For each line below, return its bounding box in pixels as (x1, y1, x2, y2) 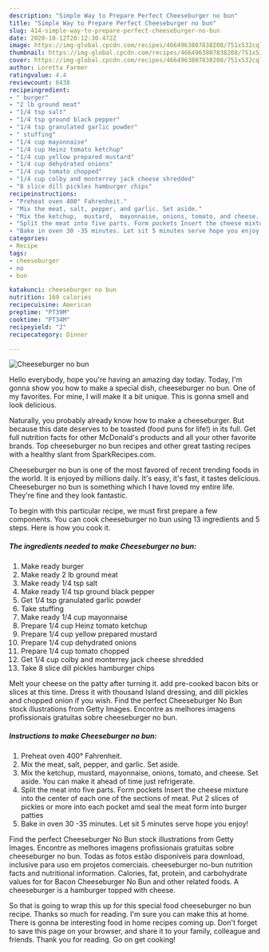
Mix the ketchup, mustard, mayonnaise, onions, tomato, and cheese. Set (20, 768, 259, 778)
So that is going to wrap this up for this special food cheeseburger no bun (9, 901, 252, 910)
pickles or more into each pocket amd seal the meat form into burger (20, 802, 247, 811)
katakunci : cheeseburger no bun (9, 286, 117, 294)
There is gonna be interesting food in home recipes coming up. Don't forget (9, 918, 258, 927)
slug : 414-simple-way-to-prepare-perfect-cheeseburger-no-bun (9, 26, 220, 34)
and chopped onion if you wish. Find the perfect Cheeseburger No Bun (9, 696, 243, 705)
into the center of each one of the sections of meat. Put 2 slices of (20, 794, 239, 803)
